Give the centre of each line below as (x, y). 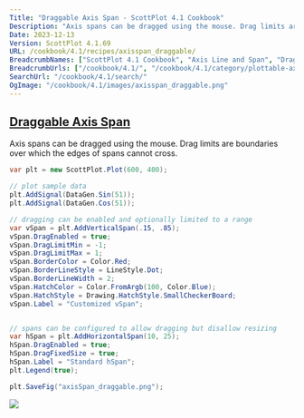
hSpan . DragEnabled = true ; (60, 345)
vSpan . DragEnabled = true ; (60, 237)
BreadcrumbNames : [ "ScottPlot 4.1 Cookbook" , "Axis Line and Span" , (141, 60)
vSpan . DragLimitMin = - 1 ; (58, 245)
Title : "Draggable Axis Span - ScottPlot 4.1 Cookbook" (117, 18)
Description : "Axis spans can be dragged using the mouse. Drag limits (147, 26)
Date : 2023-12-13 (42, 34)
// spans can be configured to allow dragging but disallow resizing (143, 328)
